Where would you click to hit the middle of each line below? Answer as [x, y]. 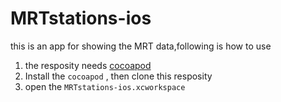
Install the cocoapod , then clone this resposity [118, 76]
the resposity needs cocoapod [88, 65]
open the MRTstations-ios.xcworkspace [105, 86]
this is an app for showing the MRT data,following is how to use [141, 46]
